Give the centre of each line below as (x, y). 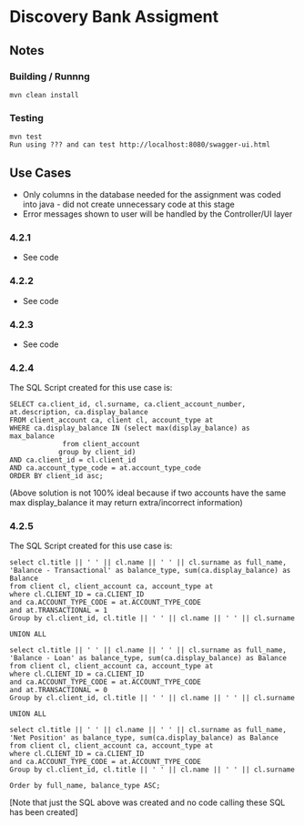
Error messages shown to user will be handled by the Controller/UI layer (157, 214)
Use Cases (41, 173)
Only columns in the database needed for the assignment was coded (152, 194)
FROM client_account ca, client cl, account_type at (111, 421)
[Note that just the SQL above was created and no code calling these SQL (147, 802)
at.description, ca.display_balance (79, 413)
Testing (26, 117)
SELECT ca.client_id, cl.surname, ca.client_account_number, (128, 404)
